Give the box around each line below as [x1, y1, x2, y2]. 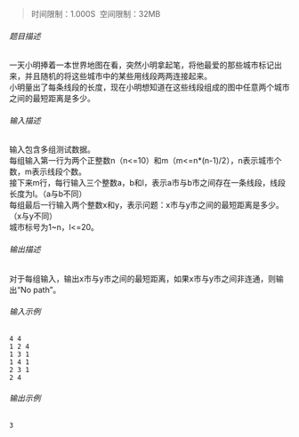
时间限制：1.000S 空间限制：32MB [30, 9, 161, 19]
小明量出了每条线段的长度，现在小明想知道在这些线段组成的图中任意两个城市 [9, 82, 290, 92]
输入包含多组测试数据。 [9, 144, 95, 155]
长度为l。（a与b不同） [9, 188, 87, 199]
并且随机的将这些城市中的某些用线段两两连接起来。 [24, 71, 212, 82]
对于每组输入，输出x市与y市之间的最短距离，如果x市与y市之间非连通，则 [9, 273, 277, 283]
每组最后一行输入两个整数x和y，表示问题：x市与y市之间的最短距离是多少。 [9, 200, 285, 211]
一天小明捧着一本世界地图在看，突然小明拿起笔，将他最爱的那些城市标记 [9, 60, 274, 70]
